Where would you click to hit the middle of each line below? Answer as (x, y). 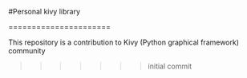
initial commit (170, 66)
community (27, 51)
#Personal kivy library (45, 12)
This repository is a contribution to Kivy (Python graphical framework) (123, 42)
